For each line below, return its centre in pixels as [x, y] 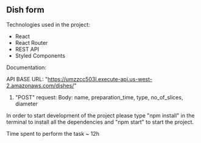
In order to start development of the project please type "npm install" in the [100, 115]
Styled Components [40, 55]
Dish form [25, 10]
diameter [26, 104]
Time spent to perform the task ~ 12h [53, 133]
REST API [27, 49]
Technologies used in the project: [48, 24]
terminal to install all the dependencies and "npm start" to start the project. [100, 122]
